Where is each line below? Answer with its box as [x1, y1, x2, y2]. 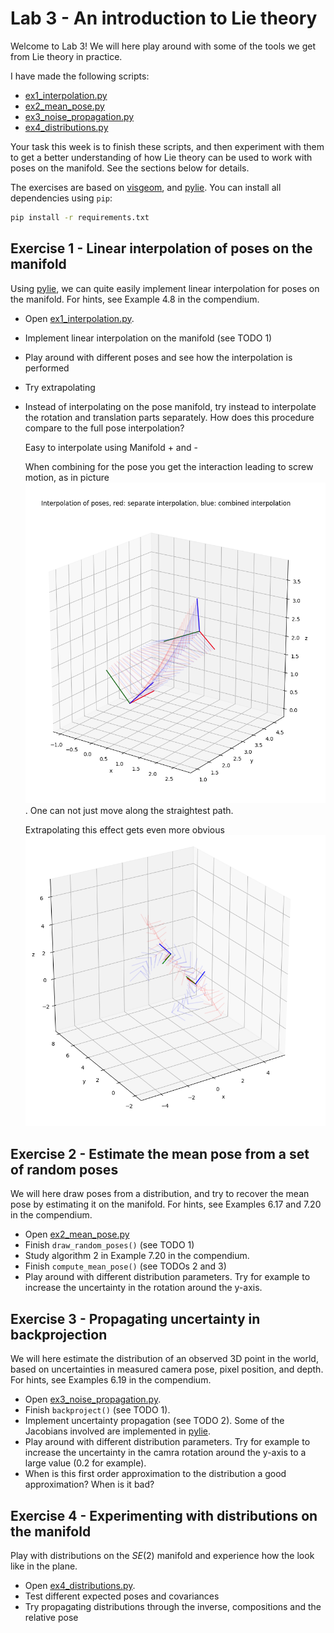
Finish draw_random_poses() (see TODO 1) [24, 1239, 195, 1251]
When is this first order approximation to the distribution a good [24, 1468, 287, 1480]
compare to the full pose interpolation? [24, 422, 185, 434]
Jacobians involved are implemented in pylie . [24, 1425, 212, 1437]
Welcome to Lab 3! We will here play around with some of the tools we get [10, 40, 317, 52]
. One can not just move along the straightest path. [24, 804, 234, 816]
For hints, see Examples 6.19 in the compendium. [10, 1374, 212, 1386]
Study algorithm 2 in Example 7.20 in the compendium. [24, 1250, 250, 1262]
